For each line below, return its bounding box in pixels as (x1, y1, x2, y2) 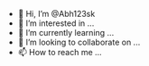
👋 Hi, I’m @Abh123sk (17, 9, 96, 19)
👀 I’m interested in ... (17, 18, 95, 29)
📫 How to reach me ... (17, 47, 102, 57)
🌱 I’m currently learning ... (17, 28, 115, 37)
